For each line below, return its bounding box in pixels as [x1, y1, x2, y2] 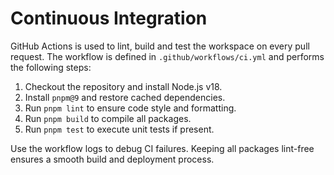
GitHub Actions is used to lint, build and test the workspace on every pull [10, 40, 310, 52]
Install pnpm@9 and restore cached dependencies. [24, 91, 226, 103]
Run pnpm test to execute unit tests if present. [24, 123, 215, 135]
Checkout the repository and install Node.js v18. [24, 80, 223, 92]
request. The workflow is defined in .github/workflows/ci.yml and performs [10, 50, 325, 62]
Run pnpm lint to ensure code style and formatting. [24, 102, 237, 114]
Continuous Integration [10, 7, 208, 30]
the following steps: [10, 61, 92, 73]
